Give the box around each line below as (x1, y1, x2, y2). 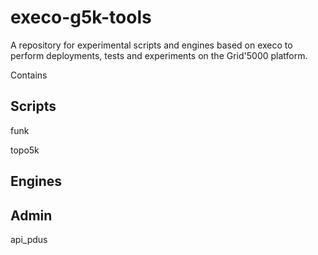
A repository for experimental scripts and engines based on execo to (10, 39, 293, 51)
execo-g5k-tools (10, 6, 152, 29)
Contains (10, 69, 48, 81)
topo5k (10, 144, 40, 156)
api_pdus (10, 233, 48, 245)
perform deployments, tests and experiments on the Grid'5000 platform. (10, 49, 308, 61)
